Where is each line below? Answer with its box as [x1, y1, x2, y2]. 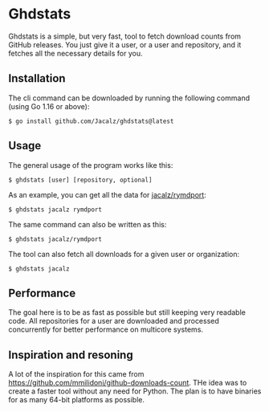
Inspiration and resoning [8, 348, 134, 361]
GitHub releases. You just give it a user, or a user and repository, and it [8, 39, 242, 49]
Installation [8, 71, 66, 85]
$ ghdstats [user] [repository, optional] [8, 176, 153, 184]
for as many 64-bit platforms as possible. [8, 395, 145, 405]
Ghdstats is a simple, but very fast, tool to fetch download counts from [8, 31, 242, 41]
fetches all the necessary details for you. [8, 48, 143, 58]
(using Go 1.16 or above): [8, 101, 90, 111]
